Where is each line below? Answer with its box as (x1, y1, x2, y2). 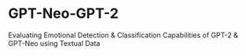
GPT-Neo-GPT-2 (8, 5, 119, 23)
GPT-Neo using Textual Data (8, 38, 101, 47)
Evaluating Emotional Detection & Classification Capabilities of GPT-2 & (8, 30, 238, 40)
